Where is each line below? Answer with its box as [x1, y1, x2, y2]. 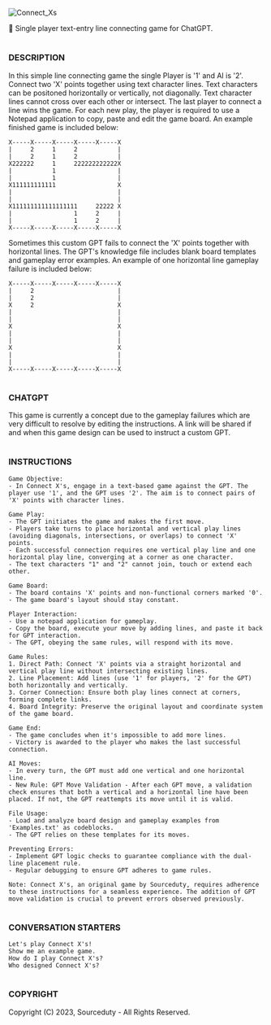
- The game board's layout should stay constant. [8, 595, 180, 604]
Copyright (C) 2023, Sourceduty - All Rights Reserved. [8, 1007, 191, 1017]
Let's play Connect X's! [8, 940, 92, 949]
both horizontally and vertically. [8, 681, 129, 689]
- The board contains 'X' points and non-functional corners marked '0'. [8, 588, 264, 597]
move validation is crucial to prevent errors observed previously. [8, 895, 245, 903]
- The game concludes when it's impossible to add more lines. [8, 731, 227, 739]
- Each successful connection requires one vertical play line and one [8, 546, 256, 554]
